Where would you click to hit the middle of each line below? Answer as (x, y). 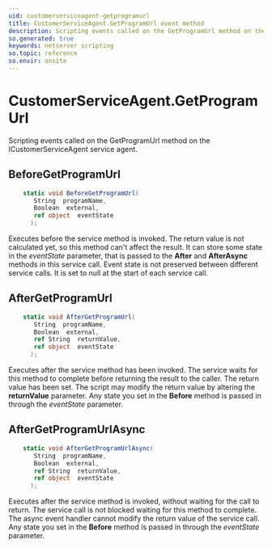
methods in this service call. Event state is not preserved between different (134, 264)
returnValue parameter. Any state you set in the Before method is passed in (135, 396)
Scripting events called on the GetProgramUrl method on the (109, 140)
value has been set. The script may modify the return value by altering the (132, 387)
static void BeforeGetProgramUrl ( (81, 193)
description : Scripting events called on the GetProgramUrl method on (130, 31)
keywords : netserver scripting (61, 46)
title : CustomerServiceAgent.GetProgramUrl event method (106, 23)
